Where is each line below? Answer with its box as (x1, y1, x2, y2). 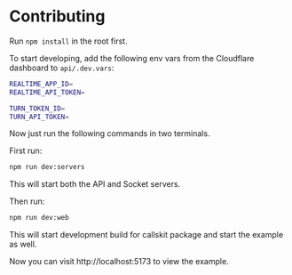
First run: (9, 145, 43, 157)
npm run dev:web (9, 214, 69, 222)
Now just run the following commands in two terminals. (9, 128, 210, 139)
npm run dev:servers (9, 163, 86, 172)
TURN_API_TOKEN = (9, 112, 69, 121)
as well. (9, 239, 37, 250)
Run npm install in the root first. (9, 36, 128, 46)
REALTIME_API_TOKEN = (9, 87, 86, 97)
